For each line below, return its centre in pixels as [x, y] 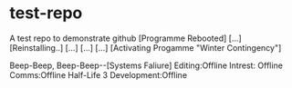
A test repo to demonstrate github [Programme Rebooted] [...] [125, 38]
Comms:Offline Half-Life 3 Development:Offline [99, 74]
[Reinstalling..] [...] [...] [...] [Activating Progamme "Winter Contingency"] [146, 47]
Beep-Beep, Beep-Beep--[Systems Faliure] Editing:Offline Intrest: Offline [146, 65]
